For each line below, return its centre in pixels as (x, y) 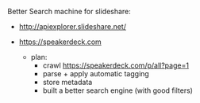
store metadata (67, 82)
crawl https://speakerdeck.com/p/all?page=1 (116, 65)
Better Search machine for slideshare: (69, 11)
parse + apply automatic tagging (96, 74)
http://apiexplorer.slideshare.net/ (72, 26)
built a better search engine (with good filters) (118, 90)
